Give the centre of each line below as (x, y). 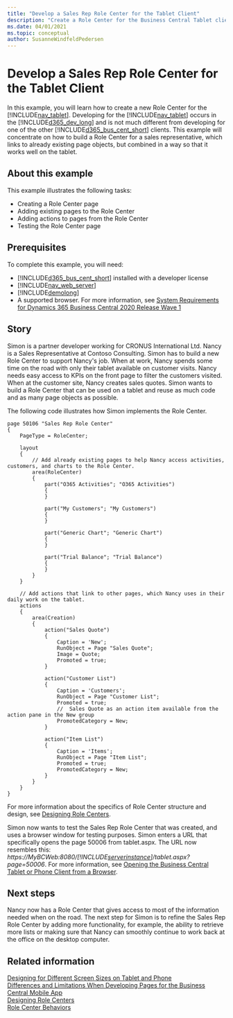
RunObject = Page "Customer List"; (108, 697)
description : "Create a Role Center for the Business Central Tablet (110, 20)
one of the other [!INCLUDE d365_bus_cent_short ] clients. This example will (115, 130)
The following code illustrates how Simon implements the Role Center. (107, 411)
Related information (51, 961)
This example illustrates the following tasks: (69, 190)
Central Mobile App (35, 993)
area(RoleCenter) (57, 472)
